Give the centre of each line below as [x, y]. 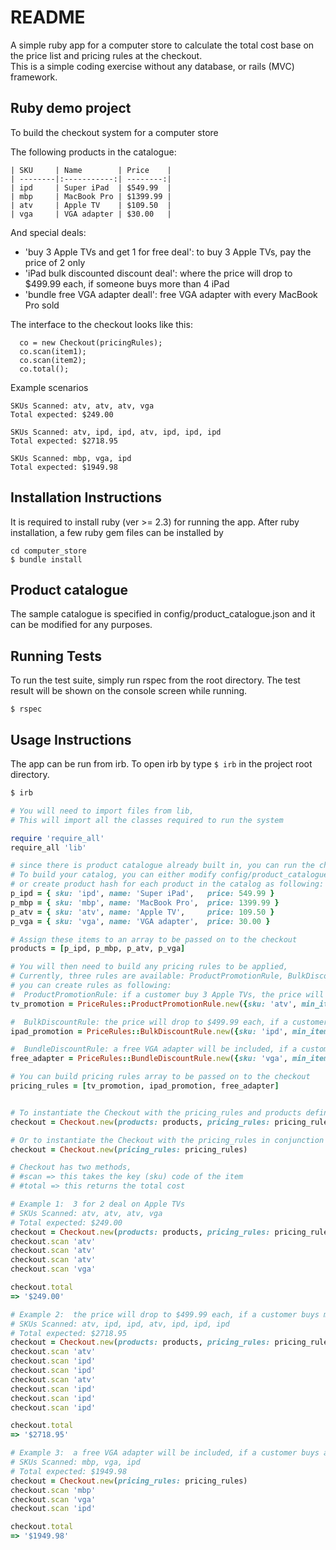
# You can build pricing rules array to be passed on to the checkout [160, 1077]
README [48, 17]
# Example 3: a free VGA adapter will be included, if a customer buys [165, 1453]
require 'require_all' [57, 838]
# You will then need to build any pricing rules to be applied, [149, 967]
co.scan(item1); [53, 351]
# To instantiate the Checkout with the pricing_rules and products [156, 1112]
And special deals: [48, 232]
